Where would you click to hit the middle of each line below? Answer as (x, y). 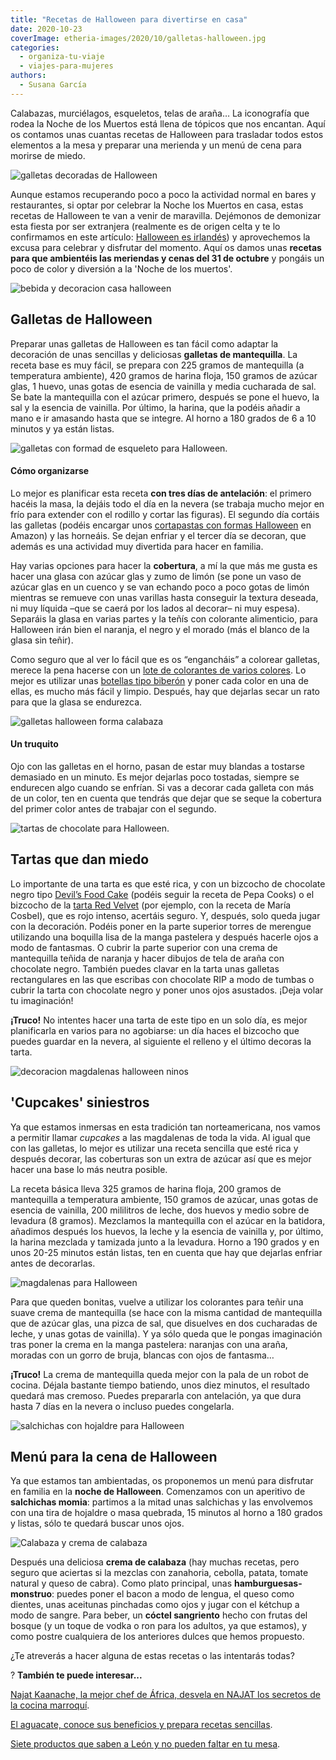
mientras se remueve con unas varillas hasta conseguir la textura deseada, (164, 597)
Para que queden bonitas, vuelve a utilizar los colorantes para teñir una (157, 1302)
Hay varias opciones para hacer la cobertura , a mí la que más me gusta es (164, 565)
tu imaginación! (42, 1000)
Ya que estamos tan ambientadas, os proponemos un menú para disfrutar (162, 1481)
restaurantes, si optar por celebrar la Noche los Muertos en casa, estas (157, 205)
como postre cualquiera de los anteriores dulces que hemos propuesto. (157, 1637)
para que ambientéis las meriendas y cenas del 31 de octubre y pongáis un (167, 258)
